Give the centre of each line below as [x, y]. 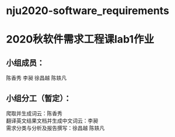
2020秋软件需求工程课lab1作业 [80, 40]
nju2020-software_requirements [87, 11]
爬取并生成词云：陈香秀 [34, 113]
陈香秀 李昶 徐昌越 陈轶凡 [36, 78]
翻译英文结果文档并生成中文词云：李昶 [52, 121]
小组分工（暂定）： [39, 98]
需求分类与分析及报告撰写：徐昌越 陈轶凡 [55, 128]
